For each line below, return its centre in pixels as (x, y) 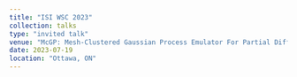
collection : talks (43, 26)
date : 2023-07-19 (41, 50)
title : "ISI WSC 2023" (51, 17)
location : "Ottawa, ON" (53, 58)
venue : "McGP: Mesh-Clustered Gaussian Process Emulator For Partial (140, 42)
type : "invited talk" (49, 34)
